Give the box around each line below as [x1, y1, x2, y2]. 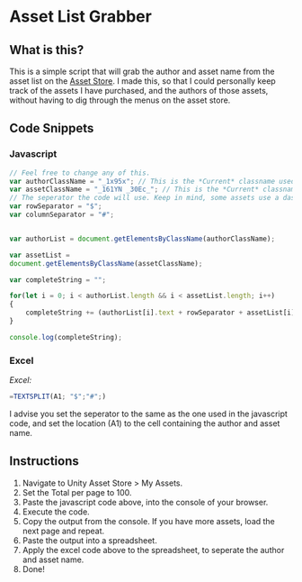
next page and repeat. [22, 525, 105, 536]
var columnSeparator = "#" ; [9, 210, 115, 220]
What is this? [9, 42, 84, 58]
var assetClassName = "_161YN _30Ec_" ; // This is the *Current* [9, 185, 259, 195]
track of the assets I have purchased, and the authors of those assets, [9, 86, 269, 95]
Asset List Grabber [9, 6, 153, 27]
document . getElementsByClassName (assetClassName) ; [9, 259, 203, 268]
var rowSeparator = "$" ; [9, 202, 102, 211]
